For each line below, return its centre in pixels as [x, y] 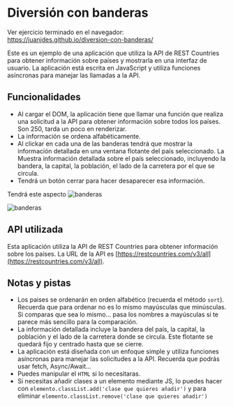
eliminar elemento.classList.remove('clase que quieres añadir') [112, 396]
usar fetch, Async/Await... [54, 367]
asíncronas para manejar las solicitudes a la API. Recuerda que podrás [118, 359]
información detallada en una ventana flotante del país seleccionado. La [121, 151]
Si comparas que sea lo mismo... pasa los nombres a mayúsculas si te [118, 314]
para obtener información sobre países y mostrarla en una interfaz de [107, 60]
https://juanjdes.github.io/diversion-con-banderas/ [80, 39]
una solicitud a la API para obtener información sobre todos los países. [119, 121]
